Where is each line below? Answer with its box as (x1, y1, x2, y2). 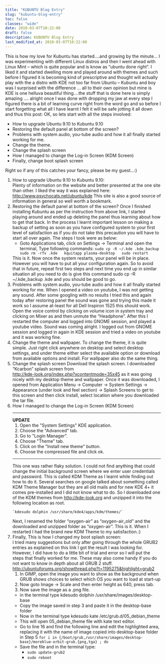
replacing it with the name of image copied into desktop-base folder (19, 629, 159, 635)
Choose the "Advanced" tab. (19, 427, 78, 433)
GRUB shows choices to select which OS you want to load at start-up (19, 576, 161, 582)
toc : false (5, 16, 28, 21)
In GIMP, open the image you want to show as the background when (19, 571, 159, 577)
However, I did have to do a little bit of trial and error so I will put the (12, 549, 151, 556)
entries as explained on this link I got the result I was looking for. (12, 544, 143, 550)
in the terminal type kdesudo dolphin (19, 592, 95, 598)
